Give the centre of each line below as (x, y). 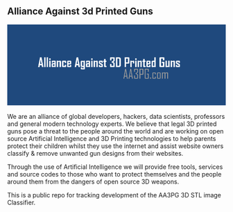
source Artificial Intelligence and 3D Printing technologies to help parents (112, 139)
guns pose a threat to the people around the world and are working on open (115, 131)
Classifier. (21, 203)
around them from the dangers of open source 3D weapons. (93, 182)
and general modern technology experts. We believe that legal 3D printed (112, 124)
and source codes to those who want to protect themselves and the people (114, 174)
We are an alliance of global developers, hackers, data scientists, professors (116, 117)
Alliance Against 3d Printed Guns (80, 11)
